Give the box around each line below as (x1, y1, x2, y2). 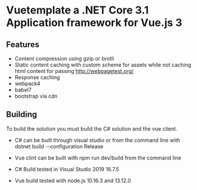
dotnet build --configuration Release (14, 142, 104, 150)
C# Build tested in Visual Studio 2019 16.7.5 (14, 165, 120, 172)
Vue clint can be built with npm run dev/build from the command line (14, 154, 182, 161)
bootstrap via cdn (14, 92, 58, 99)
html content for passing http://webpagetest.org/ (14, 68, 134, 74)
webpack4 (14, 80, 41, 87)
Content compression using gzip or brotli (14, 55, 114, 62)
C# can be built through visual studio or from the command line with (14, 136, 180, 144)
